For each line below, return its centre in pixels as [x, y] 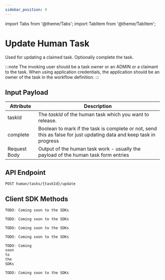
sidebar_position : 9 [26, 10]
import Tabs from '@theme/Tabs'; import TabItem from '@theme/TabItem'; [81, 24]
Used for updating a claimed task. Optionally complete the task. [69, 57]
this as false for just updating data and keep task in [97, 135]
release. [47, 121]
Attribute [20, 106]
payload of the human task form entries [83, 155]
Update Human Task [47, 43]
